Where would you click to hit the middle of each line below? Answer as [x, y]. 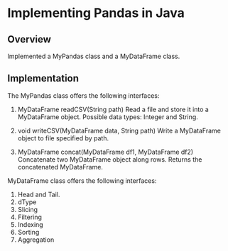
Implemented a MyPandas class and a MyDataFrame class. [94, 56]
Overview [29, 39]
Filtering [30, 217]
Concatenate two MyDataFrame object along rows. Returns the [110, 159]
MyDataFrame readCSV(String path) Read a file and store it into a [113, 109]
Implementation [43, 78]
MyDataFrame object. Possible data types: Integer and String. [108, 117]
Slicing [27, 209]
